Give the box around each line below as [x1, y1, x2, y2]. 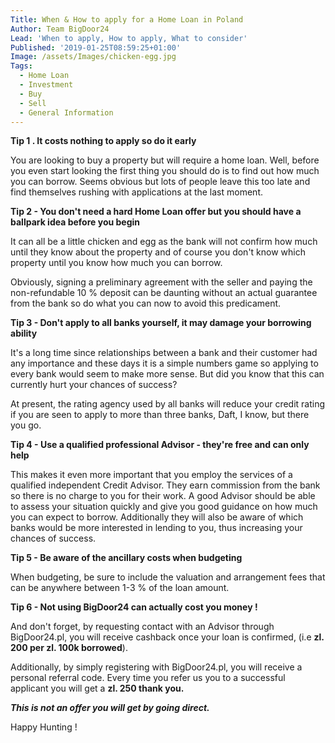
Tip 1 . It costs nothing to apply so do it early [10, 135, 197, 147]
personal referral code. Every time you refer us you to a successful [10, 672, 286, 684]
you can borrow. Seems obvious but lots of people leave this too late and [10, 176, 311, 188]
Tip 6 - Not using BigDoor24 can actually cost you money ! [10, 601, 258, 613]
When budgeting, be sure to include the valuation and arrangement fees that [10, 571, 326, 583]
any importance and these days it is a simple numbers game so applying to [10, 357, 319, 370]
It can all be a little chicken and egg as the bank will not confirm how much [10, 236, 318, 248]
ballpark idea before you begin [10, 216, 141, 228]
